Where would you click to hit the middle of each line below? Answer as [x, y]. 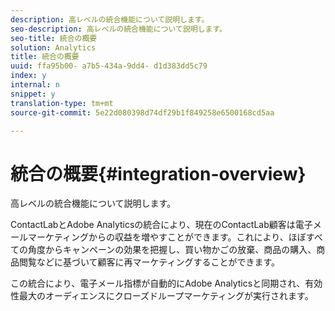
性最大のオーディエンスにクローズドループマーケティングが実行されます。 [162, 296]
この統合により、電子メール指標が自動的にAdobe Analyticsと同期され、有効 [166, 283]
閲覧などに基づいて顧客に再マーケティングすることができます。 [149, 262]
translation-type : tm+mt [62, 103]
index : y [28, 76]
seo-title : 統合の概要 [54, 38]
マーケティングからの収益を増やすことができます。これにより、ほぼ [167, 237]
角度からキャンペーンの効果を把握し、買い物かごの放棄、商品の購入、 [172, 250]
